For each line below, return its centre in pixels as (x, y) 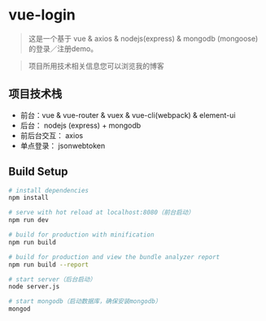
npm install (28, 198)
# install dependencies (49, 190)
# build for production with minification (81, 235)
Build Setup (38, 172)
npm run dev (28, 220)
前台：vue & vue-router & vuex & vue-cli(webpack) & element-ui (128, 115)
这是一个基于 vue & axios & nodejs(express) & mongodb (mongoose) (143, 38)
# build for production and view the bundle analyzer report (114, 257)
